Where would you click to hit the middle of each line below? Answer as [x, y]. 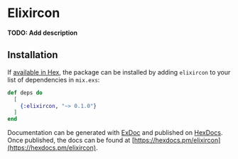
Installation [33, 55]
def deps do [25, 93]
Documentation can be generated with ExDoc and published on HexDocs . [115, 133]
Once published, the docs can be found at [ [71, 141]
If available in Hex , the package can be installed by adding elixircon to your [119, 72]
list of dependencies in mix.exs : [54, 79]
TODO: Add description [43, 33]
